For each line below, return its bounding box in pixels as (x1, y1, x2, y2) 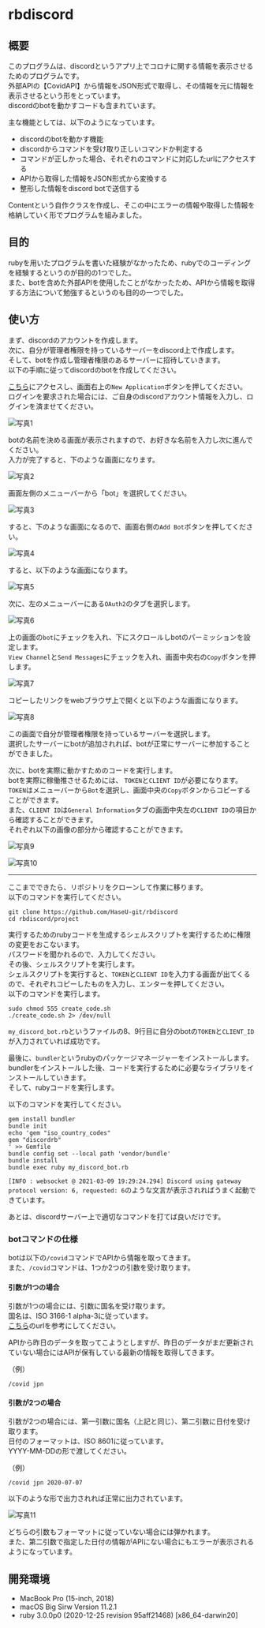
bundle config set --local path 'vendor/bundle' (8, 1150, 171, 1158)
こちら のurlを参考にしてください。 (8, 1321, 121, 1330)
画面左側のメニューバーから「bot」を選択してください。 (8, 488, 192, 498)
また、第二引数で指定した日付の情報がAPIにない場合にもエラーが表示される (8, 1537, 255, 1547)
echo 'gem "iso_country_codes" (8, 1128, 111, 1137)
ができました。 (8, 748, 57, 758)
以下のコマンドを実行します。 (8, 989, 105, 998)
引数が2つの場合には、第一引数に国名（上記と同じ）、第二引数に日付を (8, 1417, 237, 1426)
